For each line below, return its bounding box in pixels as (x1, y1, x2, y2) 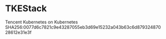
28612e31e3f (5, 29, 32, 35)
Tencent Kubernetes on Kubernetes (5, 19, 78, 25)
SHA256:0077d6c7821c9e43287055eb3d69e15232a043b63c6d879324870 (5, 24, 161, 30)
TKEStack (5, 3, 47, 14)
